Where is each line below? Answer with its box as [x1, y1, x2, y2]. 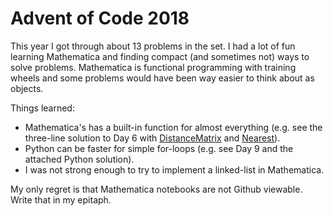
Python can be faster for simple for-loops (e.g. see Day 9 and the [24, 142, 294, 154]
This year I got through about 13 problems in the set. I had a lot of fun [10, 40, 296, 52]
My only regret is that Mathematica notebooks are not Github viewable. [10, 183, 303, 195]
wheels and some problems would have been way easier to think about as [10, 72, 315, 84]
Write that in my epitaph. [10, 193, 112, 206]
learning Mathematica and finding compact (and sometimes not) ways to [10, 50, 310, 62]
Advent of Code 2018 [10, 7, 190, 30]
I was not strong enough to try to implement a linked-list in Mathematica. [24, 163, 325, 176]
